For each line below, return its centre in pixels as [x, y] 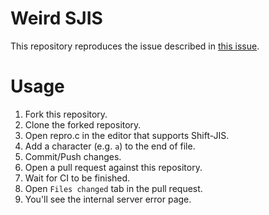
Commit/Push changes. [73, 156]
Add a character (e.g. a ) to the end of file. [110, 146]
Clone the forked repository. [83, 124]
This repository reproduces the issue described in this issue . [135, 46]
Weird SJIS [56, 18]
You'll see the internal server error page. [108, 199]
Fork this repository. [66, 114]
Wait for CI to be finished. [77, 178]
